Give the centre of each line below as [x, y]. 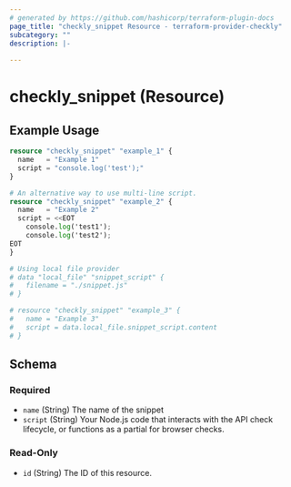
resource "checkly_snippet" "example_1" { [91, 151]
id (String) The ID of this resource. [87, 472]
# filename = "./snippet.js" [69, 286]
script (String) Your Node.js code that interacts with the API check [148, 420]
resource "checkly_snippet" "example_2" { [91, 201]
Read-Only [34, 453]
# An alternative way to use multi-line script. [103, 193]
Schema [33, 365]
